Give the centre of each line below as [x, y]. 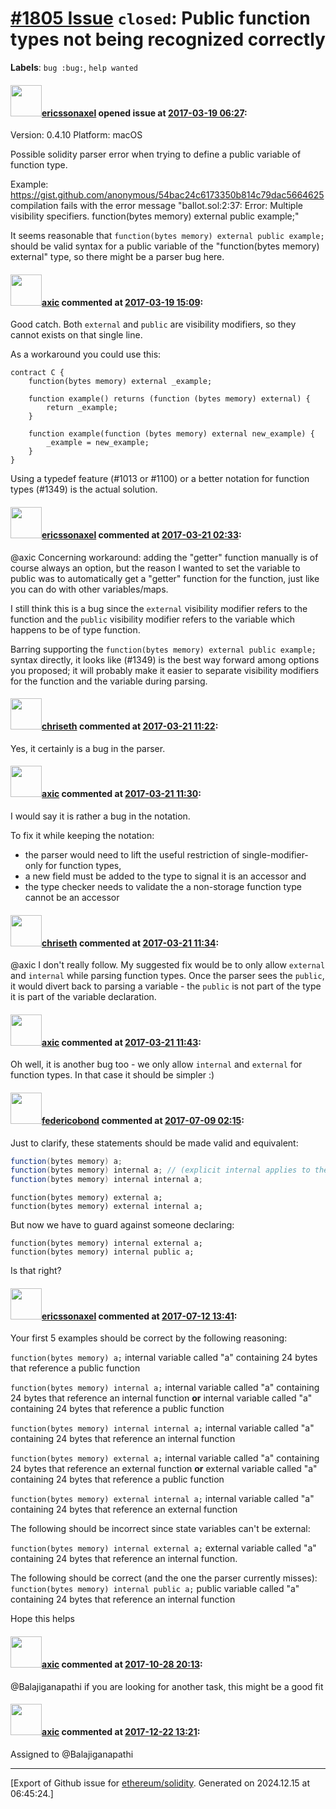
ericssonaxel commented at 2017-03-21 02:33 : [141, 534]
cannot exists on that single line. [76, 335]
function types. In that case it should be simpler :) [112, 1075]
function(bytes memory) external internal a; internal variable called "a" [162, 1499]
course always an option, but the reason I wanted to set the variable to [155, 568]
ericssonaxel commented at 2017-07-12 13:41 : [139, 1316]
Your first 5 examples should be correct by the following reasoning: [149, 1338]
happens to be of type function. [75, 629]
